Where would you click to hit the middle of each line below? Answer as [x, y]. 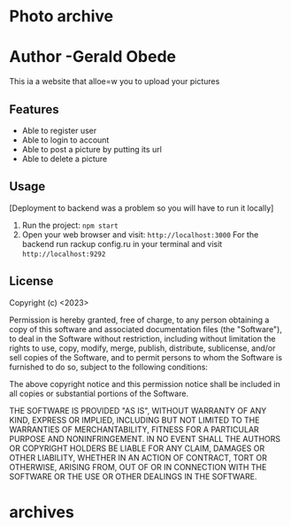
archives [42, 512]
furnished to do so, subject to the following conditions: [108, 367]
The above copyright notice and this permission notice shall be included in [145, 384]
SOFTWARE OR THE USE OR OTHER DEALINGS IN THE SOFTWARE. [133, 477]
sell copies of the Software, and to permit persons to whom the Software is [146, 357]
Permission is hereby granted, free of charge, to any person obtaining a [139, 320]
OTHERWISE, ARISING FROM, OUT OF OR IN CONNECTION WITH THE [138, 467]
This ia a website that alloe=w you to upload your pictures [115, 81]
